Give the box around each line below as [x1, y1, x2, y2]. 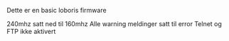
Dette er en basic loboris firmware [6, 6, 107, 14]
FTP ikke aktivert [6, 28, 56, 35]
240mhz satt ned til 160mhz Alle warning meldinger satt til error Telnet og [6, 20, 222, 28]
